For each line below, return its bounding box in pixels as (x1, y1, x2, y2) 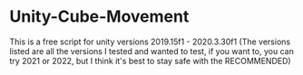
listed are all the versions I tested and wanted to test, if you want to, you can (9, 45, 295, 56)
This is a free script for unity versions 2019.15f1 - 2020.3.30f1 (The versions (9, 36, 291, 47)
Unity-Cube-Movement (9, 6, 190, 27)
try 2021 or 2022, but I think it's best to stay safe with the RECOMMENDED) (9, 55, 292, 66)
